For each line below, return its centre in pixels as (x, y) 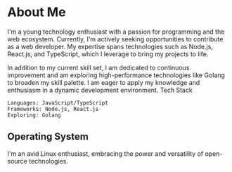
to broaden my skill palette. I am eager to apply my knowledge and (104, 82)
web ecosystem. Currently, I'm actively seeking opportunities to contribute (115, 39)
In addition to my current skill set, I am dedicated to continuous (98, 67)
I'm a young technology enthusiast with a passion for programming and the (116, 32)
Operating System (48, 137)
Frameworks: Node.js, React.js (53, 109)
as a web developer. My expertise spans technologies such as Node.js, (110, 46)
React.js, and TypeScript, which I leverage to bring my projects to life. (108, 54)
